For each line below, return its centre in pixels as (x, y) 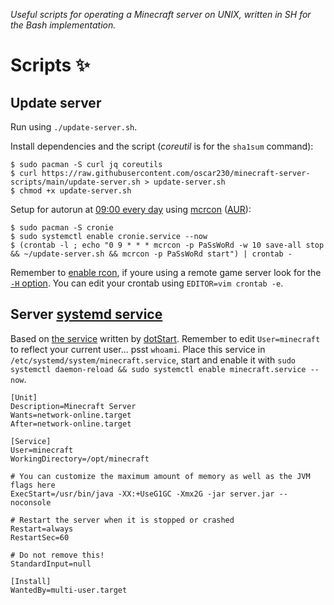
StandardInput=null (51, 564)
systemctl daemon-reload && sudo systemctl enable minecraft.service (158, 369)
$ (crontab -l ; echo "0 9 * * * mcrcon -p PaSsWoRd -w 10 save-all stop (167, 245)
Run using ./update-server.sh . (74, 127)
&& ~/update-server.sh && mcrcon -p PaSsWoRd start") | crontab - (151, 254)
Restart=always (42, 529)
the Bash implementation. (63, 25)
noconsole (31, 502)
